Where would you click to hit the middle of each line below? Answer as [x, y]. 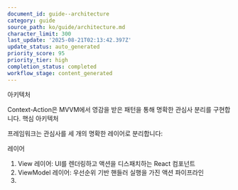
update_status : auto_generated [54, 47]
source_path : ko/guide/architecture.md [66, 27]
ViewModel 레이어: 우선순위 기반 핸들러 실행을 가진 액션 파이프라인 [111, 172]
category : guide [31, 21]
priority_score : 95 [36, 54]
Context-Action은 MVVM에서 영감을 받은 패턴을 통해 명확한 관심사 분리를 [109, 109]
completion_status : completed [52, 67]
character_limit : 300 [39, 34]
